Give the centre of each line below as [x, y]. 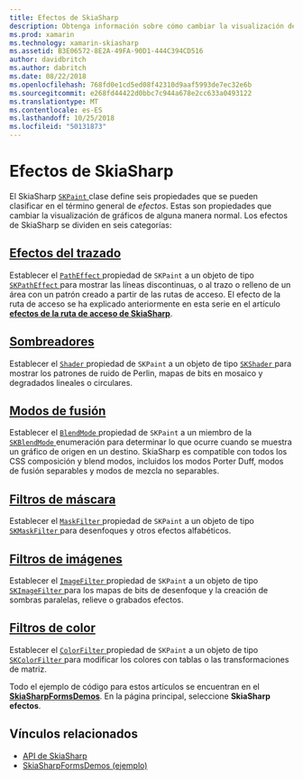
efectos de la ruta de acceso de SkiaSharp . [91, 313]
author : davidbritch [48, 60]
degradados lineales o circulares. [71, 382]
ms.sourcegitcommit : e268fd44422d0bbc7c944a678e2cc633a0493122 [131, 93]
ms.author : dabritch [48, 69]
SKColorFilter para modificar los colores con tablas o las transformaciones [149, 659]
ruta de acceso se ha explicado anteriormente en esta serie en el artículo [145, 304]
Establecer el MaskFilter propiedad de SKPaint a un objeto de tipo [132, 521]
